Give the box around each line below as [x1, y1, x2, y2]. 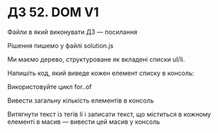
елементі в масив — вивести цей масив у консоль [7, 117, 161, 126]
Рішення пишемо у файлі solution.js [7, 41, 114, 50]
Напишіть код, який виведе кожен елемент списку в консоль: [7, 69, 195, 77]
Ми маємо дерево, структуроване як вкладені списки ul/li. [7, 54, 185, 64]
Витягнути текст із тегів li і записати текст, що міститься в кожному [7, 110, 211, 118]
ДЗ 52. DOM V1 [7, 4, 99, 21]
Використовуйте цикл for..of [7, 82, 92, 91]
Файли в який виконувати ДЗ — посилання [7, 28, 138, 36]
